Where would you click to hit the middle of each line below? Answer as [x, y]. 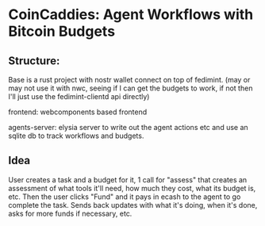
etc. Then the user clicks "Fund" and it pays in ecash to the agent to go [125, 197]
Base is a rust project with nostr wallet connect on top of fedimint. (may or [129, 80]
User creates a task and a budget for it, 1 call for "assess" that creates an [128, 179]
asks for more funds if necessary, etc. [70, 213]
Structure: [34, 61]
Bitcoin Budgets [62, 31]
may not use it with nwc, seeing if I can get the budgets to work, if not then [131, 88]
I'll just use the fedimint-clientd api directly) [79, 96]
